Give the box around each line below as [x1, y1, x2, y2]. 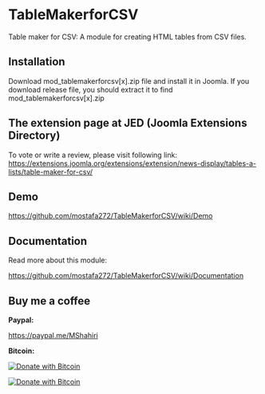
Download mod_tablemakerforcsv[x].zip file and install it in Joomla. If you [8, 76, 250, 85]
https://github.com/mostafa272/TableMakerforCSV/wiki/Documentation [8, 271, 244, 281]
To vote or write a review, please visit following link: [8, 150, 178, 160]
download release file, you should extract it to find [8, 85, 173, 94]
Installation [8, 55, 65, 69]
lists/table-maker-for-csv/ [8, 167, 93, 176]
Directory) [8, 129, 61, 143]
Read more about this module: [8, 255, 108, 265]
